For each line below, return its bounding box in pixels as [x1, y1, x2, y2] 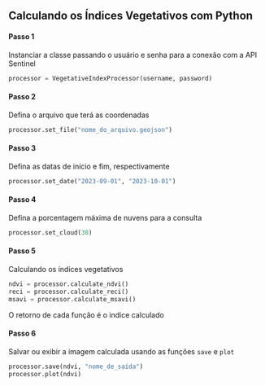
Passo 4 [8, 195, 37, 204]
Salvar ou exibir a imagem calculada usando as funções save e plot [8, 346, 235, 356]
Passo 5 [8, 246, 37, 256]
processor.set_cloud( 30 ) [8, 228, 93, 237]
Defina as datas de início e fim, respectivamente [8, 161, 170, 171]
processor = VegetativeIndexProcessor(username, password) [8, 74, 213, 82]
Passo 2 [8, 92, 37, 102]
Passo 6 [8, 328, 37, 339]
